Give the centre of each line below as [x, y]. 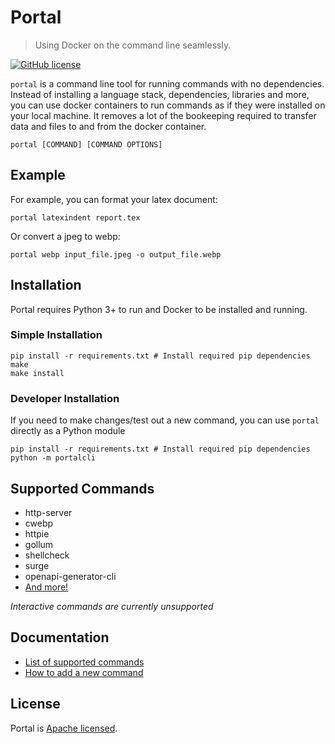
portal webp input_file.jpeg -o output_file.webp [116, 254]
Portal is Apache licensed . [64, 728]
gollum [39, 544]
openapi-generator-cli [70, 576]
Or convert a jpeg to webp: [65, 236]
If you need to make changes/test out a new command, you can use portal [165, 420]
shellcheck [47, 555]
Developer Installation [65, 398]
